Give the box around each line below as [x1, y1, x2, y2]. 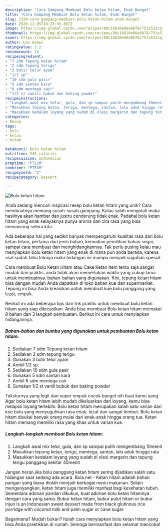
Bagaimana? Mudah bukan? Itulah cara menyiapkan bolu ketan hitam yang [5, 516, 158, 522]
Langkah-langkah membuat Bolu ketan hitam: [5, 431, 103, 437]
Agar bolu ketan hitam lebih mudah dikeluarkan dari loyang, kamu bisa [5, 398, 150, 404]
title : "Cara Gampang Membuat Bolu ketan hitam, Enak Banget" [5, 12, 137, 17]
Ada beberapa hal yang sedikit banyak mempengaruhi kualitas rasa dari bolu [5, 233, 163, 239]
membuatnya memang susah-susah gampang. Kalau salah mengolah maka [5, 208, 160, 214]
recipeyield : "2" [5, 170, 41, 175]
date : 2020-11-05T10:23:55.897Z [5, 21, 72, 27]
